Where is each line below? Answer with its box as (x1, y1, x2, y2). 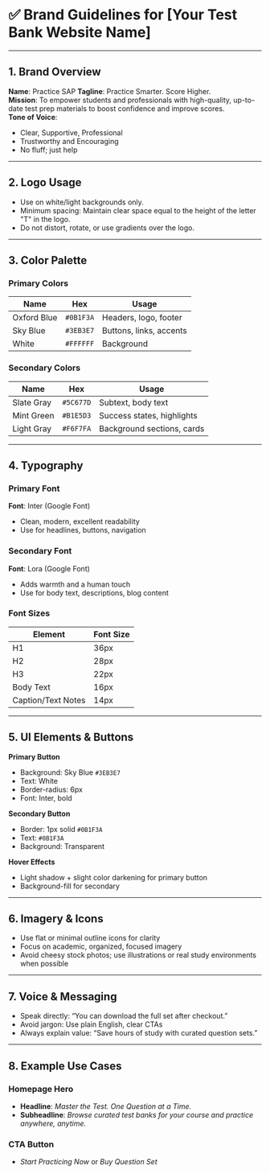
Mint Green (12, 410, 55, 421)
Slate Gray (12, 397, 52, 408)
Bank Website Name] (8, 23, 151, 42)
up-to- (232, 95, 256, 105)
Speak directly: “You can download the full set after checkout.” (19, 1011, 228, 1021)
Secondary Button (8, 809, 71, 818)
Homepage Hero (8, 1083, 74, 1094)
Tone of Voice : (8, 112, 58, 122)
